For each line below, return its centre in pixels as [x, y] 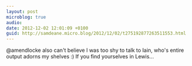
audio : [14, 22]
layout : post [22, 11]
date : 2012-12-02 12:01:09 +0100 [47, 28]
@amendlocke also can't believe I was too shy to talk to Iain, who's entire [95, 50]
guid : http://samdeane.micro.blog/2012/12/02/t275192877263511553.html [96, 34]
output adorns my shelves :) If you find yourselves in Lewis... [80, 57]
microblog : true [26, 17]
